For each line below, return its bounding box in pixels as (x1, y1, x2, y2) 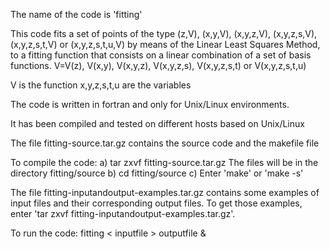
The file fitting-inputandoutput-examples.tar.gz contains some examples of (10, 187, 320, 198)
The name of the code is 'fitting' (10, 9, 143, 20)
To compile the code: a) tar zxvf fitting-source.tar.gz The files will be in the (10, 157, 319, 168)
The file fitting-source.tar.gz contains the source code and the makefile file (10, 137, 320, 149)
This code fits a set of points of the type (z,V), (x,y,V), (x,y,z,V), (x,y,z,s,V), (10, 28, 318, 39)
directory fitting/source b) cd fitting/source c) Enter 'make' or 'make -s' (10, 167, 304, 179)
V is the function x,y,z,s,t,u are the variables (10, 79, 192, 91)
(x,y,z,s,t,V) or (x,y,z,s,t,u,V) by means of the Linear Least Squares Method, (10, 39, 321, 50)
